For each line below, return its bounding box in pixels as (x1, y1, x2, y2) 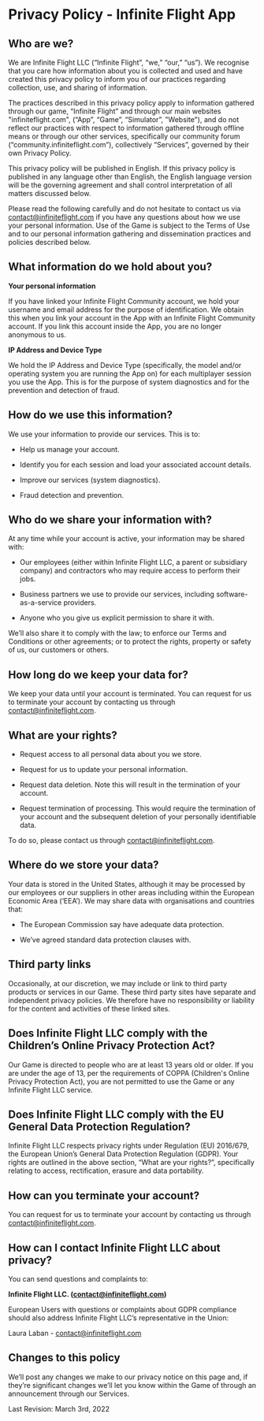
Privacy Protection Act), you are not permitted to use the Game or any (8, 1077, 235, 1086)
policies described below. (8, 238, 91, 247)
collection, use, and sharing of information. (8, 83, 148, 92)
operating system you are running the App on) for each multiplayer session (8, 369, 252, 378)
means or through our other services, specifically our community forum (8, 132, 240, 141)
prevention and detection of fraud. (8, 385, 120, 395)
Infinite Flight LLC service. (8, 1085, 93, 1094)
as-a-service (19, 598, 62, 607)
